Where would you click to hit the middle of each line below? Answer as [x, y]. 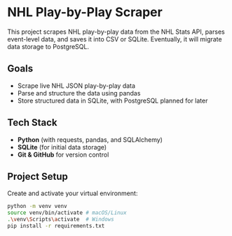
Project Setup [38, 176]
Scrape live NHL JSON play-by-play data [76, 86]
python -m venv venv [37, 206]
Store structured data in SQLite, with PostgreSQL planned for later [112, 100]
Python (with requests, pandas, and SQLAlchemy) [90, 139]
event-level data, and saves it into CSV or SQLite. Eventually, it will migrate [115, 39]
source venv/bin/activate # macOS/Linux [67, 213]
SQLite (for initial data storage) [62, 147]
